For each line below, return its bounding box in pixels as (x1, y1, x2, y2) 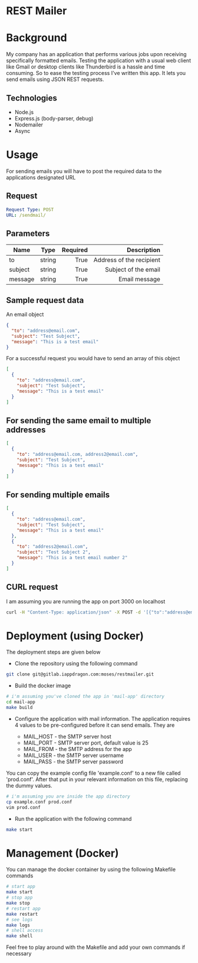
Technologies (6, 93, 58, 103)
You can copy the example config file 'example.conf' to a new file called (6, 769, 181, 776)
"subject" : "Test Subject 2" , (16, 549, 91, 556)
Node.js (14, 108, 34, 116)
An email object (6, 311, 44, 318)
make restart (6, 911, 38, 917)
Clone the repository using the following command (14, 660, 138, 667)
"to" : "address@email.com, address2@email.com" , (16, 452, 138, 458)
